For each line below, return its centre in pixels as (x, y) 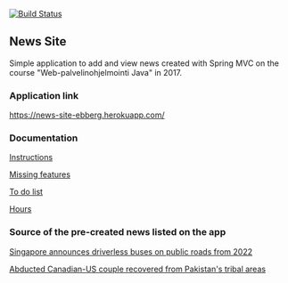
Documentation (44, 138)
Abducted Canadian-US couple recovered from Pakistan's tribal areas (137, 269)
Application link (44, 95)
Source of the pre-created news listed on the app (118, 232)
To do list (26, 192)
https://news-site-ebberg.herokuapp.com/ (87, 115)
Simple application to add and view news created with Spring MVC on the (144, 63)
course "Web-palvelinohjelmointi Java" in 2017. (96, 72)
